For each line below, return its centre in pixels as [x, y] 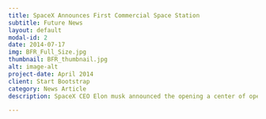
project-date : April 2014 [51, 74]
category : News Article [47, 89]
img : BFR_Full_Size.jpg [47, 52]
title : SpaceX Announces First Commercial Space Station [104, 15]
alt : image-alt [33, 67]
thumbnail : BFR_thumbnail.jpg [58, 60]
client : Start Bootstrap [49, 81]
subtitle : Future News [46, 23]
